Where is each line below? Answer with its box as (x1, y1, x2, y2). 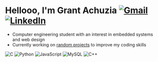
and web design (12, 37, 45, 42)
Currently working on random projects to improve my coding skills (12, 41, 147, 47)
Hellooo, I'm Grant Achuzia (5, 5, 117, 16)
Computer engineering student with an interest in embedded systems (12, 31, 154, 37)
